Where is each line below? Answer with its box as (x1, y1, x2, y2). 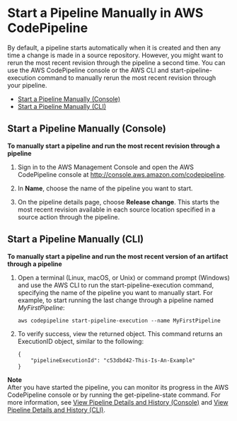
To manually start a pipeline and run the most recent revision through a (7, 142, 221, 150)
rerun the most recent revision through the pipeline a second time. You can (7, 58, 226, 67)
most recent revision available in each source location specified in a (17, 205, 216, 214)
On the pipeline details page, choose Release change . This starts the (17, 197, 220, 206)
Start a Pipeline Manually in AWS (7, 5, 204, 21)
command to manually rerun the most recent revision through (37, 73, 216, 82)
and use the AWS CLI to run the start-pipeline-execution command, (17, 281, 214, 289)
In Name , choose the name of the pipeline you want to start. (17, 184, 193, 192)
